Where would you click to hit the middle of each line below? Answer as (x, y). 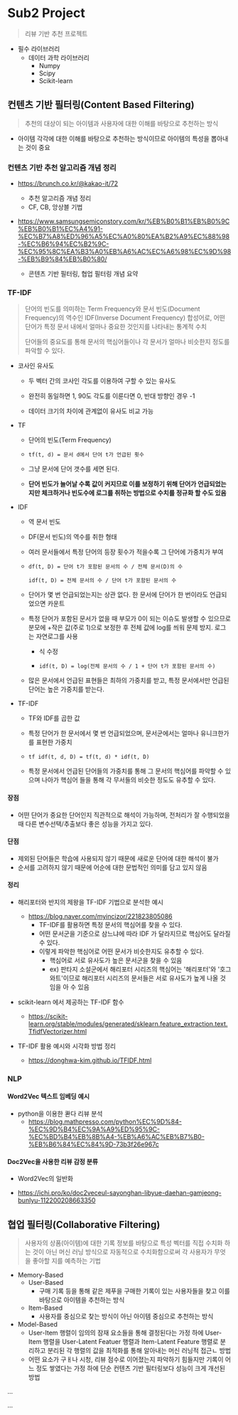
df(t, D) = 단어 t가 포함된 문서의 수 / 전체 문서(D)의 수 (106, 567)
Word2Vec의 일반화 (45, 1179)
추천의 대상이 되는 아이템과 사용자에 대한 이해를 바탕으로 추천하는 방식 (121, 123)
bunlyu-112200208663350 (56, 1200)
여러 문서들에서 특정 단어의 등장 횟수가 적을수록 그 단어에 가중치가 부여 (126, 552)
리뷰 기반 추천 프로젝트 (56, 33)
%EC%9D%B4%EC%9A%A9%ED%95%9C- (94, 1129)
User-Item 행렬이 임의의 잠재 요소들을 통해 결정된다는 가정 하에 (116, 1333)
